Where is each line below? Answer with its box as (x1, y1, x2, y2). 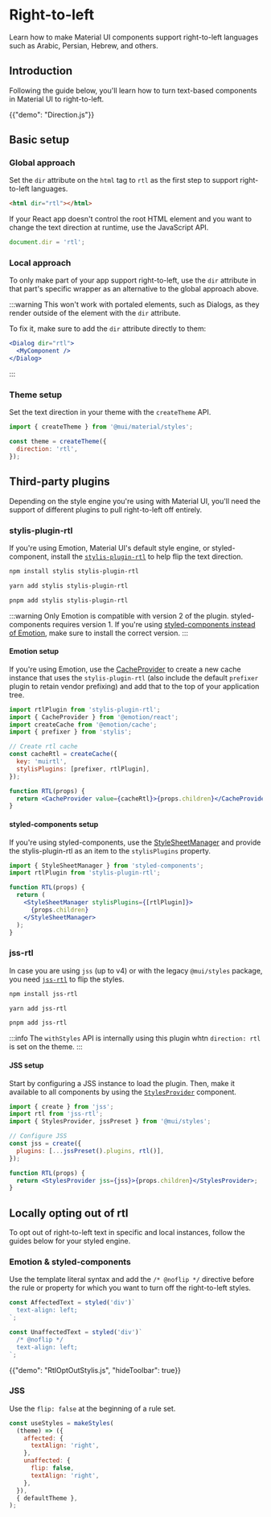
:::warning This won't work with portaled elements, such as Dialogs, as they (9, 300, 260, 309)
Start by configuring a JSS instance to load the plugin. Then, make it (9, 1078, 236, 1088)
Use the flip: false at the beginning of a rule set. (9, 1403, 176, 1413)
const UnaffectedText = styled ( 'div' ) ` (9, 1329, 143, 1337)
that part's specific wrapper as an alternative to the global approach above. (9, 284, 260, 294)
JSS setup (9, 1060, 44, 1070)
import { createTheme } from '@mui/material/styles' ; (9, 423, 194, 432)
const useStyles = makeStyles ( (9, 1419, 114, 1427)
